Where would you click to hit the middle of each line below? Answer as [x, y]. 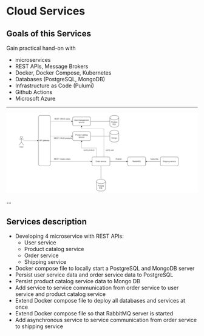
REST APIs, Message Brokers [52, 66]
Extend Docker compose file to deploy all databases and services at [100, 301]
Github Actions [34, 92]
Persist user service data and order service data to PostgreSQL [94, 275]
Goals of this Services [49, 34]
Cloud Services [46, 11]
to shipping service [39, 326]
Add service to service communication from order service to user [97, 288]
